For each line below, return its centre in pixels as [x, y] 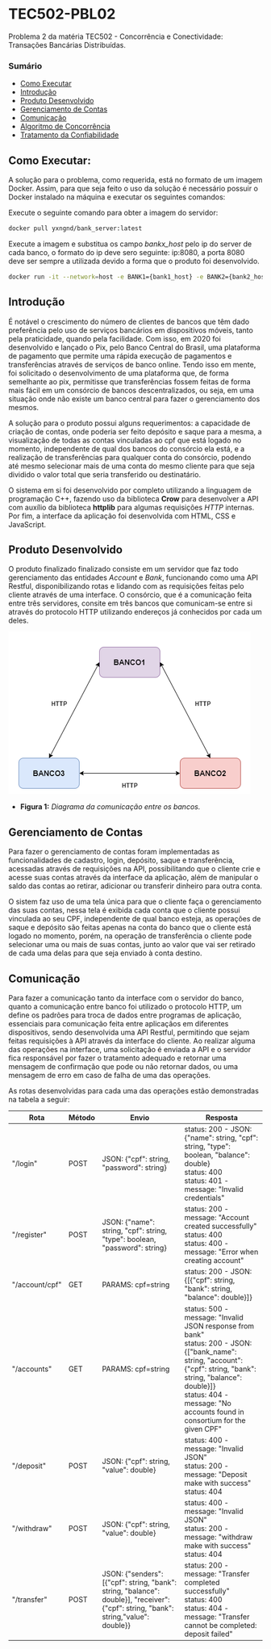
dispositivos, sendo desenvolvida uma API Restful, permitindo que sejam [129, 1032]
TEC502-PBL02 [62, 14]
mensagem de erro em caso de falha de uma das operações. [110, 1076]
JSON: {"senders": [133, 1574]
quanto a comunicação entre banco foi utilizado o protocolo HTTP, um [125, 1007]
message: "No [208, 1403]
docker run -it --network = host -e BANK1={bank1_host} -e [106, 277]
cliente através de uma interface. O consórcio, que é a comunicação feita [130, 595]
